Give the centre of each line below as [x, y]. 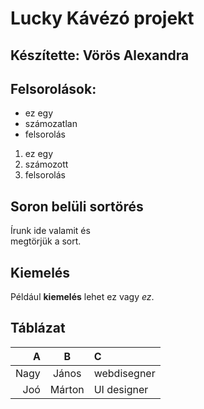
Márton [67, 389]
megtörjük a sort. [46, 241]
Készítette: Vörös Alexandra [100, 55]
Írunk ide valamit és [50, 231]
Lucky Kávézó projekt [102, 18]
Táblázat [38, 328]
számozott [46, 164]
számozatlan [51, 124]
